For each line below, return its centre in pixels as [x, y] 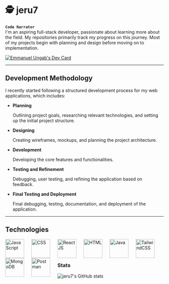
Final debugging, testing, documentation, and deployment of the [79, 204]
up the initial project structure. [44, 120]
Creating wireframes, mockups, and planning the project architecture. [85, 140]
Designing [23, 130]
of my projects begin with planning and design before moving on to [75, 42]
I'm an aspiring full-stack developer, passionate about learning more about [82, 32]
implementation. [22, 48]
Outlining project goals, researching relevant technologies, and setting [85, 115]
